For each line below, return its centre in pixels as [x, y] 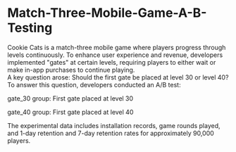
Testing [30, 28]
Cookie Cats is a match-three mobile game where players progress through [117, 47]
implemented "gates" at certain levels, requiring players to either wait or [112, 62]
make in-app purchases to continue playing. [71, 70]
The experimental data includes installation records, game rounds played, [114, 125]
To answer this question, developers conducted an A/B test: [94, 84]
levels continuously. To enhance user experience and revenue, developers [115, 55]
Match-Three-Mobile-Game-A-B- [107, 13]
